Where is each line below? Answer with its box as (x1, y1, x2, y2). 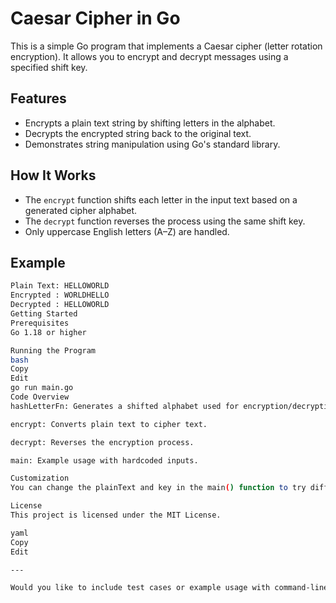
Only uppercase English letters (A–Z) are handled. (24, 225, 230, 237)
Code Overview (10, 392, 70, 402)
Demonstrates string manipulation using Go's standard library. (24, 138, 281, 150)
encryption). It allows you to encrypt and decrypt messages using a (10, 50, 289, 62)
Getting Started (10, 309, 78, 319)
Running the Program (10, 345, 97, 356)
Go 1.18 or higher (10, 327, 87, 337)
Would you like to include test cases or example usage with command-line (10, 583, 329, 593)
